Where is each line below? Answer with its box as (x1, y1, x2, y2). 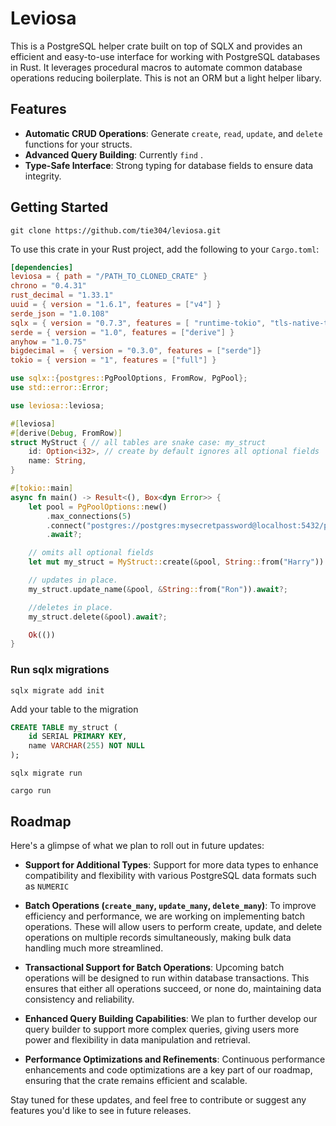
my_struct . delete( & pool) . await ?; (28, 612, 168, 622)
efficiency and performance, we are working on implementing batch (24, 910, 305, 922)
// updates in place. (28, 575, 118, 586)
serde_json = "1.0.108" (10, 308, 110, 319)
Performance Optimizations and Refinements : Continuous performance (24, 1053, 326, 1065)
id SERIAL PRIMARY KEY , (28, 732, 128, 742)
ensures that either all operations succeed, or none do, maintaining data (24, 982, 322, 994)
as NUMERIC (24, 880, 70, 892)
